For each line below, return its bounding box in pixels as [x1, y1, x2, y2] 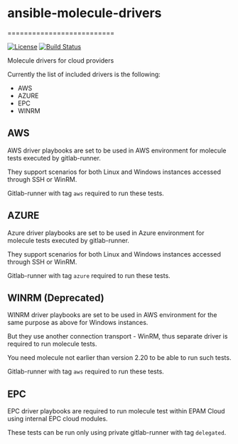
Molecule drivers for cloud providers [7, 56, 114, 65]
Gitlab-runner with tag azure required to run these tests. [7, 271, 171, 279]
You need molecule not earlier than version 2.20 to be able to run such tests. [7, 353, 232, 362]
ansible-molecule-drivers [7, 5, 162, 21]
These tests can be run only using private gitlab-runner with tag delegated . [7, 428, 227, 437]
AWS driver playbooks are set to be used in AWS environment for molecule [7, 146, 227, 155]
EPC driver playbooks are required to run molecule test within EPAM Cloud [7, 407, 225, 415]
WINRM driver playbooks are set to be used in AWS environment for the [7, 311, 217, 319]
